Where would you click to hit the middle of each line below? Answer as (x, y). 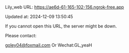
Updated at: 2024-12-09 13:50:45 (39, 16)
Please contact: (21, 36)
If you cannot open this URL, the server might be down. (61, 26)
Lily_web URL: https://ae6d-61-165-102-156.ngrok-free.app (64, 7)
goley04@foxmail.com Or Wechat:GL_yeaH (49, 45)
